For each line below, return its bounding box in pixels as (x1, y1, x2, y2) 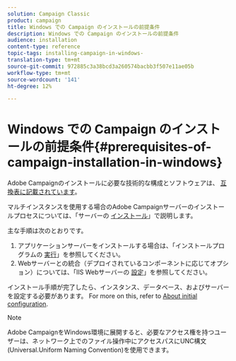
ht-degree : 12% (7, 83, 52, 90)
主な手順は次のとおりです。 (7, 227, 88, 235)
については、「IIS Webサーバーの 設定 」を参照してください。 (36, 268, 212, 276)
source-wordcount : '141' (7, 76, 81, 83)
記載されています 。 (25, 188, 81, 196)
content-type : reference (7, 43, 81, 50)
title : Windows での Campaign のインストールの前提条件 (7, 23, 160, 30)
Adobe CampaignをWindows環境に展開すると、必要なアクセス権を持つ (7, 328, 215, 336)
